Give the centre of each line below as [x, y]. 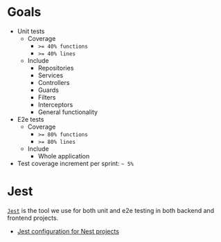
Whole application [64, 156]
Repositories [56, 68]
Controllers [54, 82]
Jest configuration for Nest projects [68, 231]
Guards [48, 90]
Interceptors [55, 104]
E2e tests [30, 119]
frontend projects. [33, 218]
